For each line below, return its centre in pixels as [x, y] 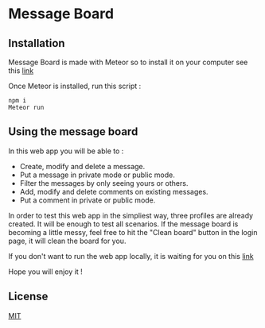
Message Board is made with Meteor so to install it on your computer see [128, 62]
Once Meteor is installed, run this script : [75, 86]
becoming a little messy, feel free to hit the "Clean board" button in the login [133, 232]
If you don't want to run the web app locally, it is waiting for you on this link [131, 256]
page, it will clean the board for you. [67, 241]
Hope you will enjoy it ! [45, 272]
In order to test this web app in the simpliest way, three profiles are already [131, 215]
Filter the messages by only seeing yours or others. [104, 183]
